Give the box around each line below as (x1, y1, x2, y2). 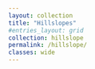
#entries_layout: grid (8, 26, 84, 34)
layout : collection (8, 11, 73, 20)
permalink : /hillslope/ (8, 41, 88, 49)
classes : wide (8, 48, 56, 56)
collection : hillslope (8, 33, 84, 42)
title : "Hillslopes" (8, 19, 77, 27)
